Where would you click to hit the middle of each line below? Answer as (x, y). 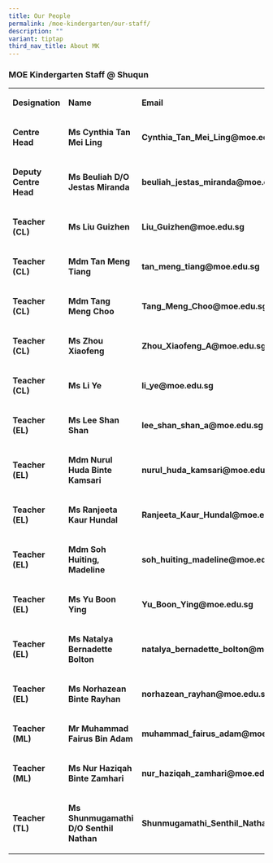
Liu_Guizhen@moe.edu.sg (193, 227)
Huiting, (84, 560)
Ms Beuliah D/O (99, 177)
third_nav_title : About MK (54, 46)
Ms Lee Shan (93, 420)
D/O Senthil (91, 829)
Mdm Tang (89, 301)
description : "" (36, 31)
